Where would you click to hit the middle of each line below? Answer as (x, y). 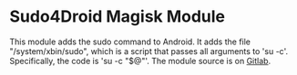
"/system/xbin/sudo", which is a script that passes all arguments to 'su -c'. (149, 51)
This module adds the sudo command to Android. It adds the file (130, 42)
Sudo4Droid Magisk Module (118, 17)
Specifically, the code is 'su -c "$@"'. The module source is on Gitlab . (140, 61)
